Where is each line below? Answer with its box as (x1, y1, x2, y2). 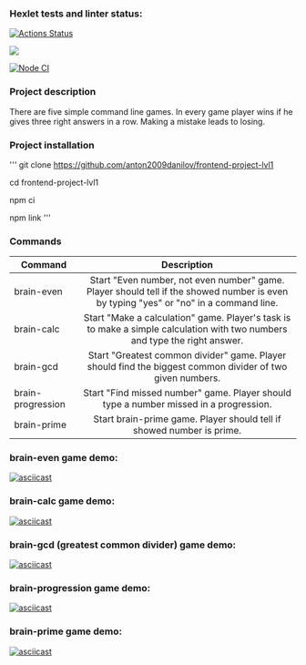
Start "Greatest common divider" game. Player (87, 349, 287, 362)
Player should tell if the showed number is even (86, 285, 289, 298)
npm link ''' (9, 212, 52, 223)
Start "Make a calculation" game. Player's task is (83, 312, 291, 324)
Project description (9, 86, 97, 98)
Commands (9, 235, 62, 248)
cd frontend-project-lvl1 (9, 177, 99, 188)
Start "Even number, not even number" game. (89, 274, 285, 287)
